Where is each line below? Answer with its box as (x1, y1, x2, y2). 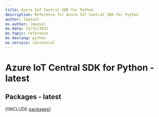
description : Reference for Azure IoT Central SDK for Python (5, 12, 139, 17)
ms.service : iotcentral (5, 40, 56, 45)
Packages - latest (5, 93, 62, 101)
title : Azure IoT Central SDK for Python (5, 7, 94, 13)
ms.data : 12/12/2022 (5, 26, 49, 31)
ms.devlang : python (5, 36, 46, 41)
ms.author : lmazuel (5, 21, 46, 27)
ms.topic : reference (5, 31, 49, 36)
